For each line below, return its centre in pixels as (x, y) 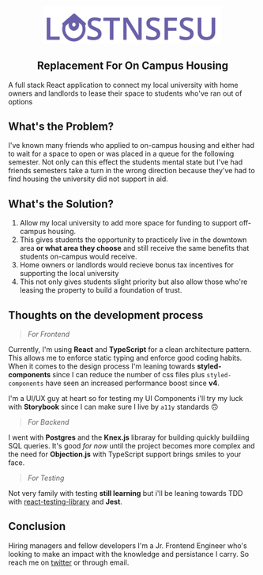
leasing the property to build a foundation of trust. (101, 290)
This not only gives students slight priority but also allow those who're (133, 282)
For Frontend (49, 335)
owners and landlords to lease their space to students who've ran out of (125, 93)
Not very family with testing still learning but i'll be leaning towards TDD (126, 494)
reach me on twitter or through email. (69, 562)
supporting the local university (69, 274)
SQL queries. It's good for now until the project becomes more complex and (131, 446)
